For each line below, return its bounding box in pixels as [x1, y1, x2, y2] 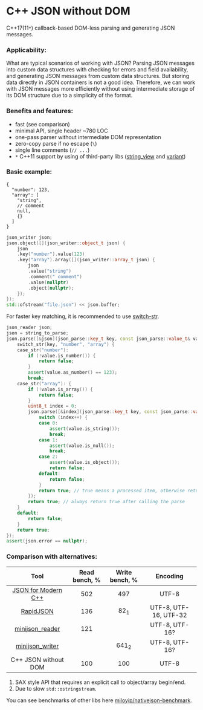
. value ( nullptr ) [28, 279, 69, 285]
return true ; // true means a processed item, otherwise [38, 487, 185, 493]
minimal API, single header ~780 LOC [14, 127, 108, 134]
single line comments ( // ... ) [14, 146, 90, 154]
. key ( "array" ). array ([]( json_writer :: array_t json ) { [17, 257, 155, 263]
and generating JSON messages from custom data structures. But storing [6, 73, 190, 80]
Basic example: [6, 168, 53, 176]
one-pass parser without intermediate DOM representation [14, 133, 161, 140]
